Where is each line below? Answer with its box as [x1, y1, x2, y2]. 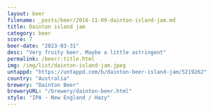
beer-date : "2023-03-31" [7, 42, 79, 49]
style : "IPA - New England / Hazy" [7, 95, 111, 102]
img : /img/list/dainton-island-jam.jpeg [7, 62, 127, 69]
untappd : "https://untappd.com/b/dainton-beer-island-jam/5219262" [7, 68, 207, 75]
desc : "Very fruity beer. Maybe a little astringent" [7, 49, 167, 56]
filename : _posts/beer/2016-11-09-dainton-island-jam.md [7, 17, 176, 24]
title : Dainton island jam [7, 23, 86, 30]
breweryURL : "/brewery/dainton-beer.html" [7, 88, 132, 95]
